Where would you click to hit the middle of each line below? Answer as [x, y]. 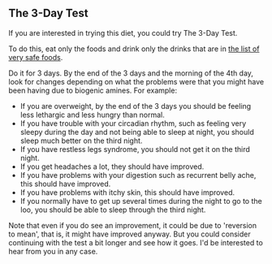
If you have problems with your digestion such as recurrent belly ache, [138, 175]
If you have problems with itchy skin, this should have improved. [127, 192]
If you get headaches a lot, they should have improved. [112, 167]
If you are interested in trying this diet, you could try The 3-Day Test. [123, 32]
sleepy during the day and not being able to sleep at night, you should [137, 132]
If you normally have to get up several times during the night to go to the [141, 201]
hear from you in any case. [53, 251]
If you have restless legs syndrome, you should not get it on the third [135, 149]
